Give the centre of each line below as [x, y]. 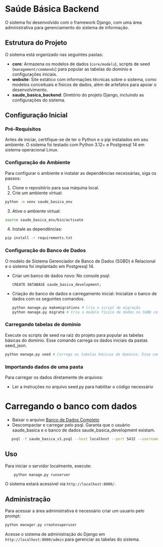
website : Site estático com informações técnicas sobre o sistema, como [84, 79]
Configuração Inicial [36, 115]
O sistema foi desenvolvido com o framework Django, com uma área [73, 22]
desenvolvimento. [30, 90]
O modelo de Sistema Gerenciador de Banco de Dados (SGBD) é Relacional [81, 261]
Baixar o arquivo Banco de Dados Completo [56, 420]
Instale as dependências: [37, 229]
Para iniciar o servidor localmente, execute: [48, 466]
